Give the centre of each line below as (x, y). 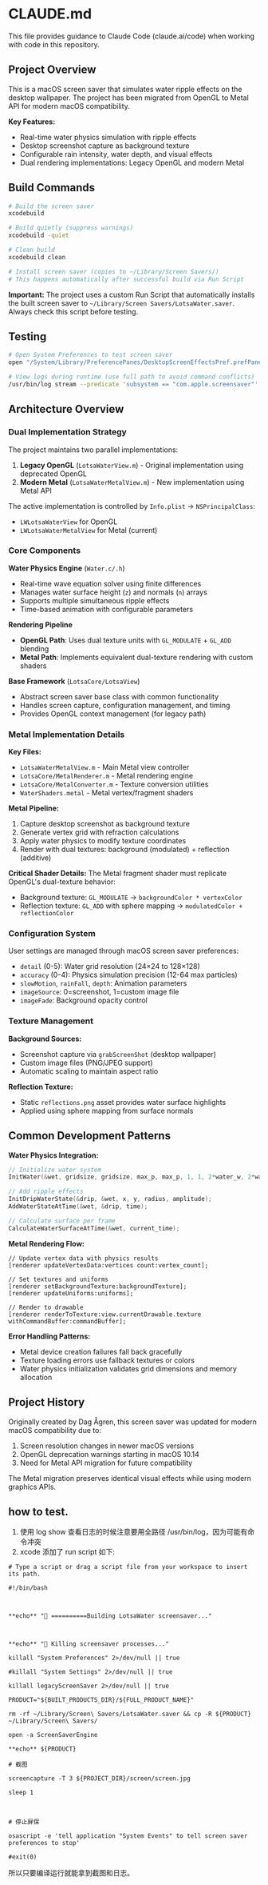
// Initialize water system (55, 1170)
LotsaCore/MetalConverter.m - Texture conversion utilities (114, 784)
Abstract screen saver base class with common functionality (119, 696)
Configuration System (52, 934)
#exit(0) (23, 1857)
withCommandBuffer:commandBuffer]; (67, 1321)
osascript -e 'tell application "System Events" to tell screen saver (128, 1836)
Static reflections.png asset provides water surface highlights (123, 1102)
